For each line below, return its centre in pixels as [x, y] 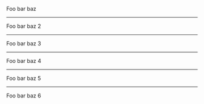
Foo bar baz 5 [24, 78]
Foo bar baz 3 [24, 44]
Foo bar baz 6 [24, 96]
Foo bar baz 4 [24, 61]
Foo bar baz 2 [24, 26]
